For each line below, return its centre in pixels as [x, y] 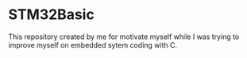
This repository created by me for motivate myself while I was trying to [124, 37]
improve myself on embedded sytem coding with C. [93, 44]
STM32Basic [52, 15]
